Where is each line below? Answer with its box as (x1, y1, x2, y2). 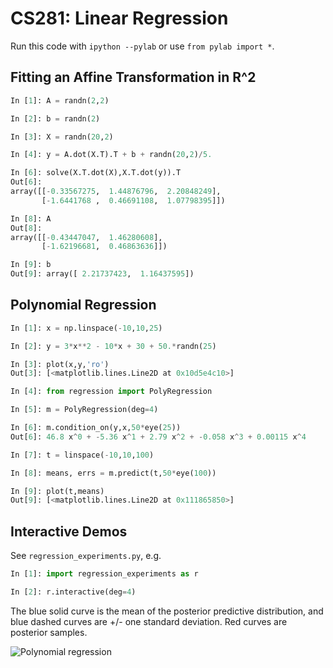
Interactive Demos (10, 523, 128, 540)
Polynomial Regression (10, 297, 157, 314)
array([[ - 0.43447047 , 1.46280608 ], (10, 232, 163, 242)
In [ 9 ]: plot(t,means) (10, 486, 105, 496)
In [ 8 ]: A (10, 213, 52, 224)
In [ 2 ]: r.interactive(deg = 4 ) (10, 587, 137, 597)
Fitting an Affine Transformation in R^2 (10, 69, 257, 86)
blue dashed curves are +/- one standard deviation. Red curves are (10, 615, 288, 627)
